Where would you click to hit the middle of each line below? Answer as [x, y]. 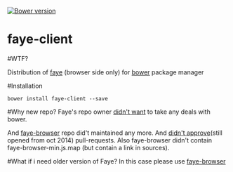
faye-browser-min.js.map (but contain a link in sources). [88, 147]
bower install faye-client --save [58, 98]
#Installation [25, 86]
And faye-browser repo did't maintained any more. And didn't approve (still [115, 133]
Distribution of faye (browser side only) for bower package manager [106, 72]
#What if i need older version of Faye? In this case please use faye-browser [116, 161]
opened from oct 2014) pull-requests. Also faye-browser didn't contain [110, 140]
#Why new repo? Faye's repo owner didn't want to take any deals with [109, 112]
